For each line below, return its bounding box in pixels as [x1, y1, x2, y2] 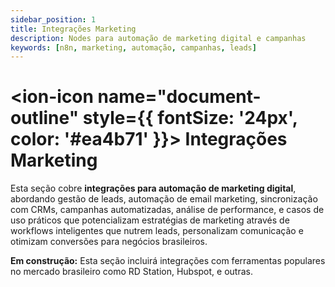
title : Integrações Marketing [10, 24, 137, 34]
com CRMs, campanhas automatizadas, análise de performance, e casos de [10, 204, 325, 216]
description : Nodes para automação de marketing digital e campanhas [10, 33, 307, 43]
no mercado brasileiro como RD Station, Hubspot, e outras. [10, 266, 253, 278]
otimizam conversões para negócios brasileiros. [10, 236, 208, 248]
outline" [10, 107, 80, 130]
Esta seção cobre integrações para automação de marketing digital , [10, 182, 297, 195]
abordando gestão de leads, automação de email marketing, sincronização [10, 193, 318, 205]
